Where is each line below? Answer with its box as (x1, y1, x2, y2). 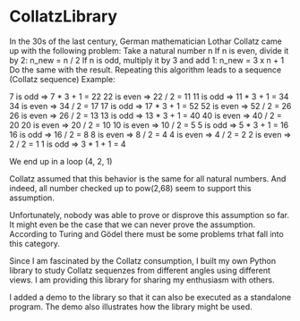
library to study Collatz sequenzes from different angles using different (9, 265, 270, 275)
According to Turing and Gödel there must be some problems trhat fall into (9, 228, 284, 239)
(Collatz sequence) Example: (9, 73, 116, 84)
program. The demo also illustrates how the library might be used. (9, 301, 253, 312)
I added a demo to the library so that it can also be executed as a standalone (9, 291, 292, 302)
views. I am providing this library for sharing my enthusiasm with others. (9, 275, 275, 285)
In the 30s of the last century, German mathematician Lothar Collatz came (9, 36, 282, 46)
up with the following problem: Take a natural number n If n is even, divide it (9, 45, 289, 55)
